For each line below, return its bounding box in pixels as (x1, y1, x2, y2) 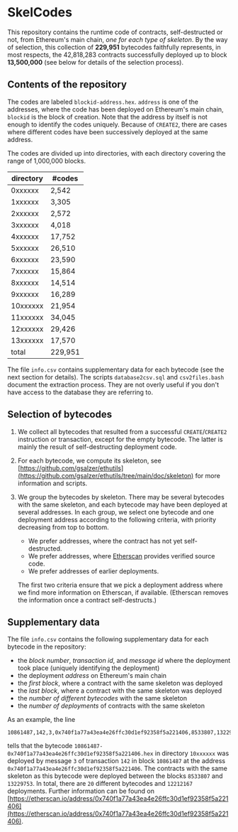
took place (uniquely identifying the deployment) (17, 664, 160, 672)
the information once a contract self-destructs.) (17, 595, 157, 604)
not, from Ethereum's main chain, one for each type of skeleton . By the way (7, 35, 228, 43)
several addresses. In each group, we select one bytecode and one (17, 507, 215, 516)
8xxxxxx (11, 278, 39, 288)
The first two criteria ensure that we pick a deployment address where (17, 580, 223, 589)
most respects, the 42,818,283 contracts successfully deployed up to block (7, 50, 228, 59)
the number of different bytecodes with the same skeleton (17, 694, 188, 703)
